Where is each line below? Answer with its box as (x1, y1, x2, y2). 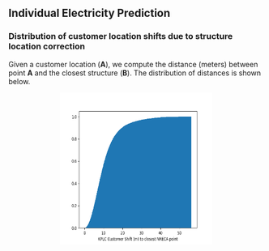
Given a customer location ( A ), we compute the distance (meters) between (8, 59, 258, 69)
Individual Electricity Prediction (8, 6, 171, 20)
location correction (8, 40, 85, 52)
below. (8, 76, 31, 86)
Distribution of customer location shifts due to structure (8, 31, 233, 42)
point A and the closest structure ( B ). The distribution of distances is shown (8, 68, 262, 78)
